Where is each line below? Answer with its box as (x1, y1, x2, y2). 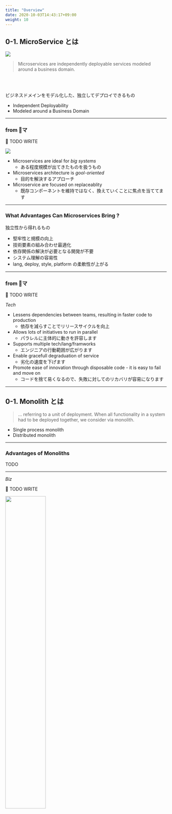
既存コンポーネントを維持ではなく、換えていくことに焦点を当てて (20, 188, 160, 194)
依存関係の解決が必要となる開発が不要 (12, 248, 94, 254)
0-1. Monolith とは (5, 397, 64, 406)
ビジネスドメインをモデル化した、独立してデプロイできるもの (5, 92, 136, 98)
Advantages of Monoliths (5, 450, 70, 457)
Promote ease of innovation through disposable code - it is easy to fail (12, 364, 161, 371)
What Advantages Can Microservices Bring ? (5, 212, 120, 219)
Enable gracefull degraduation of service (12, 353, 99, 359)
